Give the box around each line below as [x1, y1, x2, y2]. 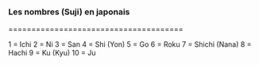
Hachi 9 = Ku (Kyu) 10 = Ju [8, 48, 96, 58]
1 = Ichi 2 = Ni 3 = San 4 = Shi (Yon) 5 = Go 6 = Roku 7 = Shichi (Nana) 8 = [8, 40, 252, 49]
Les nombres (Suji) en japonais [8, 6, 130, 17]
